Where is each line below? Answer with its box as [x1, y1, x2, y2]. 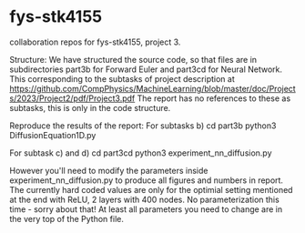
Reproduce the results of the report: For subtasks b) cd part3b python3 [9, 120, 277, 131]
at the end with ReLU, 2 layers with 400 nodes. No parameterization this [9, 194, 280, 205]
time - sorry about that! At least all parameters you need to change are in [9, 203, 283, 215]
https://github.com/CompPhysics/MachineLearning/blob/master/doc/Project [9, 83, 296, 94]
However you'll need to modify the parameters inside [9, 165, 208, 176]
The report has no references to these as [137, 93, 291, 104]
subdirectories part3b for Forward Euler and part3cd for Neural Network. [9, 64, 283, 75]
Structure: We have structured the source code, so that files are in [9, 54, 258, 65]
